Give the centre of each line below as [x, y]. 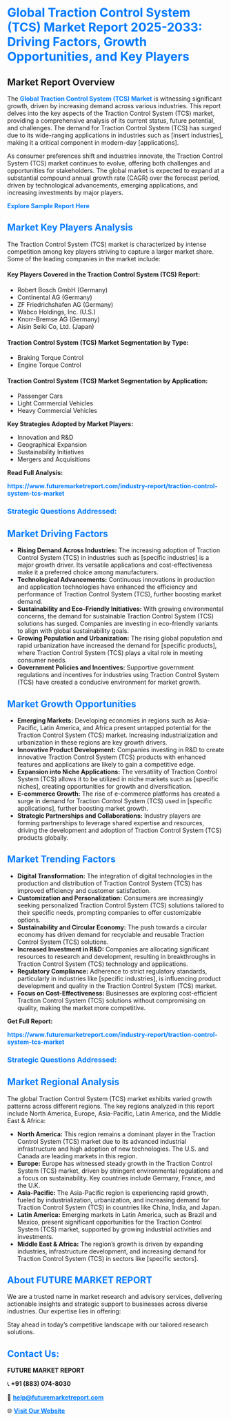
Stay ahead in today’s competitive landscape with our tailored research [108, 1324]
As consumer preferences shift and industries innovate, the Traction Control [115, 156]
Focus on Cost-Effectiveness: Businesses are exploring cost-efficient [117, 993]
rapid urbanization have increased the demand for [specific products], [117, 645]
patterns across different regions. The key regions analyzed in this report [111, 1106]
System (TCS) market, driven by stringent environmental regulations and [120, 1171]
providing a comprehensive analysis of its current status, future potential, [111, 121]
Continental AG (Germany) [55, 297]
